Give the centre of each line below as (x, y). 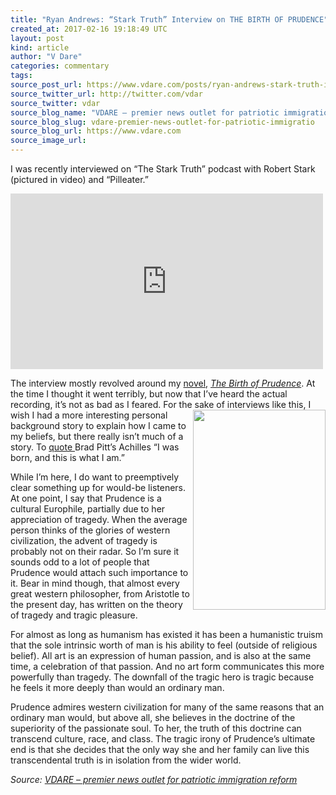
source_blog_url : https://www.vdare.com (96, 131)
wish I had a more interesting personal (89, 415)
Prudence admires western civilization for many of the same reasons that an (167, 707)
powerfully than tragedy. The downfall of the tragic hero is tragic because (162, 677)
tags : (21, 76)
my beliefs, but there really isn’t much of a (97, 436)
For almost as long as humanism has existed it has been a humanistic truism (166, 634)
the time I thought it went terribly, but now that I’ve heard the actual (149, 394)
